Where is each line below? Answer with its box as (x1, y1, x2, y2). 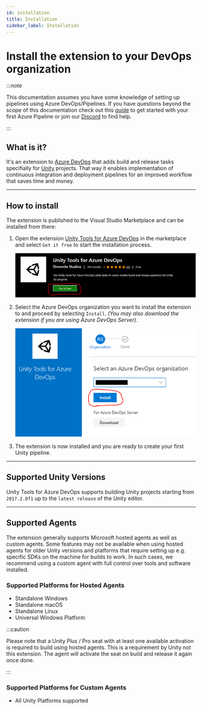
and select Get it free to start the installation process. (14, 241, 152, 248)
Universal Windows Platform (14, 613, 85, 621)
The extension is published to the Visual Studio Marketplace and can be (6, 216, 185, 223)
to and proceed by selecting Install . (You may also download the (14, 310, 179, 317)
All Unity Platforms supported (14, 697, 88, 705)
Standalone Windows (14, 595, 68, 602)
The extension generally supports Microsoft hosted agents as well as (6, 534, 177, 541)
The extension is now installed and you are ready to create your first (14, 443, 185, 450)
